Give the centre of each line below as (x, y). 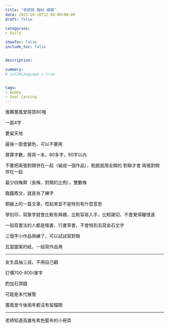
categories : (18, 28)
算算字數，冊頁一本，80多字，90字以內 (46, 155)
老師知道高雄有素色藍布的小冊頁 (38, 320)
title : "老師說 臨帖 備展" (31, 10)
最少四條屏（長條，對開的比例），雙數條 (46, 182)
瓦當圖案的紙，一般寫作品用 (34, 247)
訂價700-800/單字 (24, 273)
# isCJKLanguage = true (30, 74)
